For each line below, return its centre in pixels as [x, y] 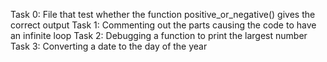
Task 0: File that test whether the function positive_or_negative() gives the [163, 14]
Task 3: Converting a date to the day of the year [109, 46]
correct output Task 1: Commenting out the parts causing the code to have [163, 25]
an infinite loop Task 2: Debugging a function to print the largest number [159, 35]
